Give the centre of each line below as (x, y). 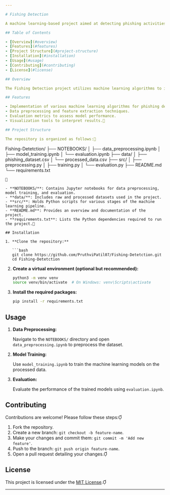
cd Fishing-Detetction (36, 259)
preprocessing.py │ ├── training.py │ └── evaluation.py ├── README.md (83, 164)
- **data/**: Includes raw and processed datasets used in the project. (83, 197)
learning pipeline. (26, 206)
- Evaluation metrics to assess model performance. (61, 116)
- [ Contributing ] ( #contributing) (40, 65)
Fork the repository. (33, 427)
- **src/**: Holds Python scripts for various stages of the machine (80, 201)
